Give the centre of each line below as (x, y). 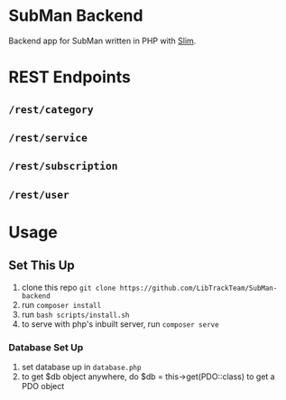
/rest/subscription (63, 166)
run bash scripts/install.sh (75, 314)
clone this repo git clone (69, 287)
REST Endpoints (70, 77)
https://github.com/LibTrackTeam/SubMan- (198, 288)
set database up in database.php (81, 367)
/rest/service (48, 138)
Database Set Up (46, 347)
